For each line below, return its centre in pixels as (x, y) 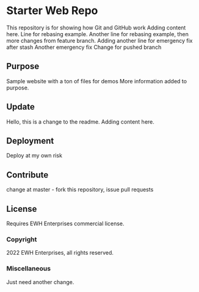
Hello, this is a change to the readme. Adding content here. (80, 122)
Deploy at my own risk (34, 155)
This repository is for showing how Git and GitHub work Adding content (96, 28)
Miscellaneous (28, 269)
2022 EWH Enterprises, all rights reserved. (60, 253)
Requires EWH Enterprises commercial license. (65, 223)
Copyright (22, 239)
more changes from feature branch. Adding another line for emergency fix (99, 40)
